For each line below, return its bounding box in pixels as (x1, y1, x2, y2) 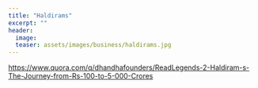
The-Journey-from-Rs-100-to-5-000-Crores (8, 71, 154, 81)
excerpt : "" (8, 19, 47, 27)
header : (8, 26, 34, 34)
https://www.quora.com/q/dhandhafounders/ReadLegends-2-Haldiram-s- (8, 63, 250, 72)
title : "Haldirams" (8, 11, 73, 20)
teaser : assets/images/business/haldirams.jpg (15, 41, 172, 49)
